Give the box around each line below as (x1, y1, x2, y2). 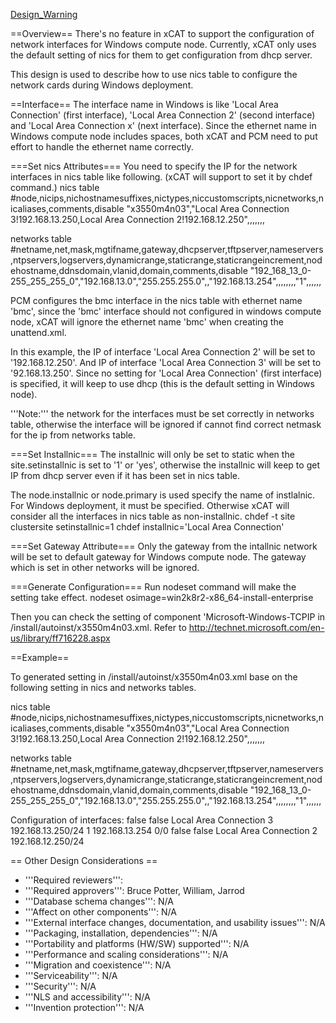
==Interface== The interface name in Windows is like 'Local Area (10, 99, 279, 110)
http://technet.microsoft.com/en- (188, 622, 325, 633)
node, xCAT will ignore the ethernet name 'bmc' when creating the (10, 316, 284, 328)
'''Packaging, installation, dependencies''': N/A (24, 927, 218, 939)
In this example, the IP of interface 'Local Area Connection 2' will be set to (10, 346, 316, 358)
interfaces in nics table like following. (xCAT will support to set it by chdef (10, 171, 313, 183)
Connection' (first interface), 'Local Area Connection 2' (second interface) (10, 109, 316, 121)
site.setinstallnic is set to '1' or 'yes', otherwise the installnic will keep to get (10, 459, 320, 471)
